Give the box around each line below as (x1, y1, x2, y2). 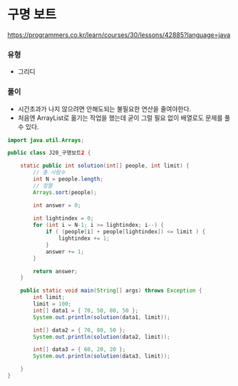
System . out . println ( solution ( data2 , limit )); (33, 333, 171, 340)
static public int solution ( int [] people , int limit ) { (20, 162, 190, 170)
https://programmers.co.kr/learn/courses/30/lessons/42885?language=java (7, 30, 231, 39)
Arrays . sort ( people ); (33, 188, 98, 196)
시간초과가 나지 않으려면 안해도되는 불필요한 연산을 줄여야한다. (17, 104, 192, 113)
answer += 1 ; (45, 248, 84, 255)
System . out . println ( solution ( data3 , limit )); (33, 352, 171, 360)
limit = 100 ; (33, 300, 72, 308)
